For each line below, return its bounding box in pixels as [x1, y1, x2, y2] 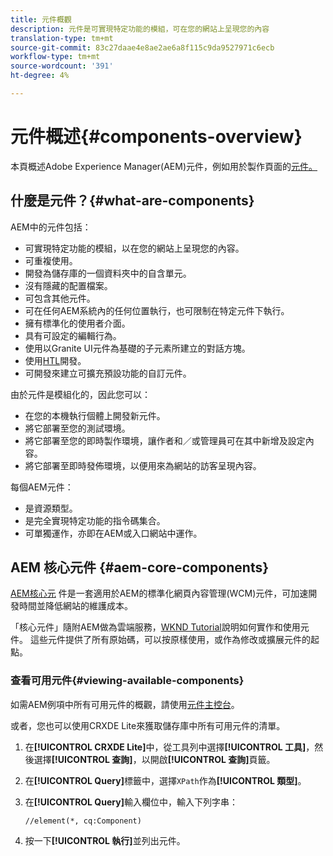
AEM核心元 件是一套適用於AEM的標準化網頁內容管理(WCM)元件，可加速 [10, 587, 309, 600]
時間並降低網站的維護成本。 [18, 600, 133, 612]
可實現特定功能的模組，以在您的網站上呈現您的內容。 [24, 242, 245, 254]
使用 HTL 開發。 [24, 354, 87, 366]
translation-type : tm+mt [10, 33, 114, 43]
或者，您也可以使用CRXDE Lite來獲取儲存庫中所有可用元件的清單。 [10, 719, 286, 731]
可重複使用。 [24, 254, 78, 266]
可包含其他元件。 [24, 292, 96, 304]
